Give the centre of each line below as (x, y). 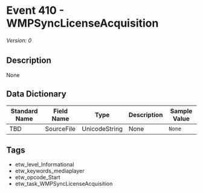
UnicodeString (102, 128)
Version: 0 (19, 40)
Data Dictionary (36, 94)
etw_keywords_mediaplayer (50, 171)
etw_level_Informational (44, 165)
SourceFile (60, 128)
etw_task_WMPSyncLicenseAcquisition (64, 184)
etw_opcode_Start (37, 177)
